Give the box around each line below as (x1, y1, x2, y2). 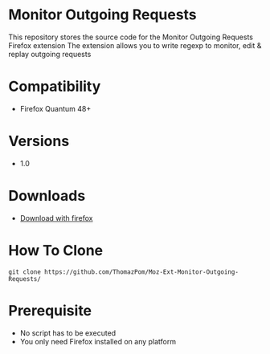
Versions (8, 132, 70, 150)
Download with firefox (19, 213, 93, 222)
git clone (8, 267, 42, 276)
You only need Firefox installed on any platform (19, 336, 177, 346)
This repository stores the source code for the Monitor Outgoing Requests (8, 32, 253, 42)
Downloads (8, 187, 86, 205)
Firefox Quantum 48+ (19, 104, 92, 113)
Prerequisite (8, 301, 92, 319)
